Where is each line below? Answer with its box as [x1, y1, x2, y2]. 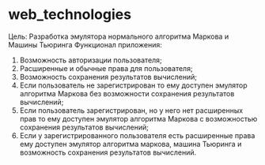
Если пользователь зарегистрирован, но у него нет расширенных [19, 105, 244, 115]
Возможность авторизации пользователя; [19, 55, 162, 65]
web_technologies [8, 6, 132, 24]
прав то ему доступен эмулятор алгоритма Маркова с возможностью [19, 114, 258, 123]
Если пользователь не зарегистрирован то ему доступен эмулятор [19, 81, 248, 90]
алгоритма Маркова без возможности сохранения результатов [19, 88, 235, 98]
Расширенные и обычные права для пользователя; [19, 63, 193, 73]
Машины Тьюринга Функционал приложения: [8, 39, 162, 49]
